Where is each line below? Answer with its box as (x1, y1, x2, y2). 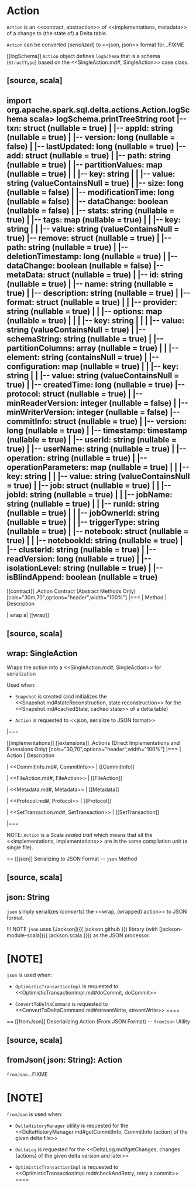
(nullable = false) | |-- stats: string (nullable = (6, 205, 175, 215)
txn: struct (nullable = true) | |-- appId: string (6, 123, 173, 133)
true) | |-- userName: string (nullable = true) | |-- (6, 444, 187, 454)
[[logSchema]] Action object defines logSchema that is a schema (6, 52, 160, 59)
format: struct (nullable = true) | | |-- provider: (6, 297, 178, 307)
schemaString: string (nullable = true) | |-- (6, 334, 164, 344)
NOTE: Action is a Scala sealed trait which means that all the (6, 832, 153, 839)
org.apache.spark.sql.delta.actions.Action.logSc (6, 104, 190, 115)
